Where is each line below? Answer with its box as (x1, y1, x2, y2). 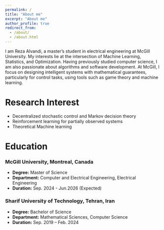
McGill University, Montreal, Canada (5, 158, 94, 165)
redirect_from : (5, 26, 36, 31)
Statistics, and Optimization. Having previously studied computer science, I (5, 59, 158, 65)
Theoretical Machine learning (12, 124, 72, 130)
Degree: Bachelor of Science (12, 209, 71, 215)
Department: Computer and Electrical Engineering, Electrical (12, 175, 136, 181)
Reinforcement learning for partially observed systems (12, 118, 123, 124)
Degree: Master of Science (12, 169, 67, 175)
